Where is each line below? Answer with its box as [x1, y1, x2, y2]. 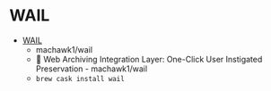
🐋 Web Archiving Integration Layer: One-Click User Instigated [35, 54, 263, 64]
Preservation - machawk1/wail [35, 63, 148, 74]
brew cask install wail [35, 74, 126, 83]
